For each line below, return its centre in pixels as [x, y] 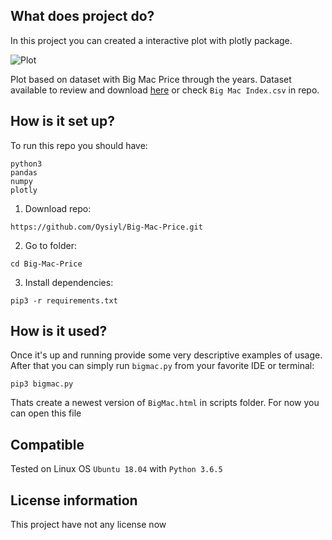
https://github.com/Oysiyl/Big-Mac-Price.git [106, 227]
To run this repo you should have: [79, 145]
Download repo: [58, 208]
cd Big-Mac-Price [46, 264]
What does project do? [82, 16]
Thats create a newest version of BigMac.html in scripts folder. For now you [165, 403]
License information [74, 500]
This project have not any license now [88, 525]
